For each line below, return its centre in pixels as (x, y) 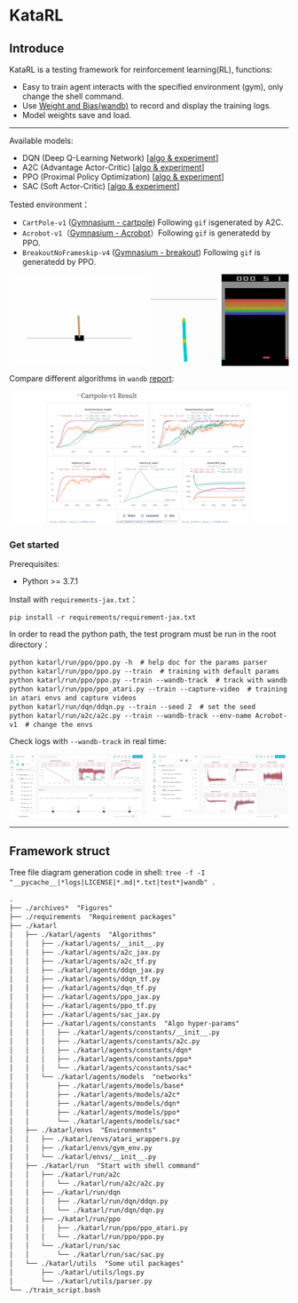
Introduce (37, 48)
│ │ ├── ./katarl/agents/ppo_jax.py (85, 997)
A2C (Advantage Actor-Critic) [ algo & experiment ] (113, 167)
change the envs (63, 725)
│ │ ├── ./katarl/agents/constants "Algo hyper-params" (125, 1024)
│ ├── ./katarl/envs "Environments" (83, 1131)
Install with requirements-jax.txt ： (74, 600)
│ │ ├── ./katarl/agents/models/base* (97, 1086)
